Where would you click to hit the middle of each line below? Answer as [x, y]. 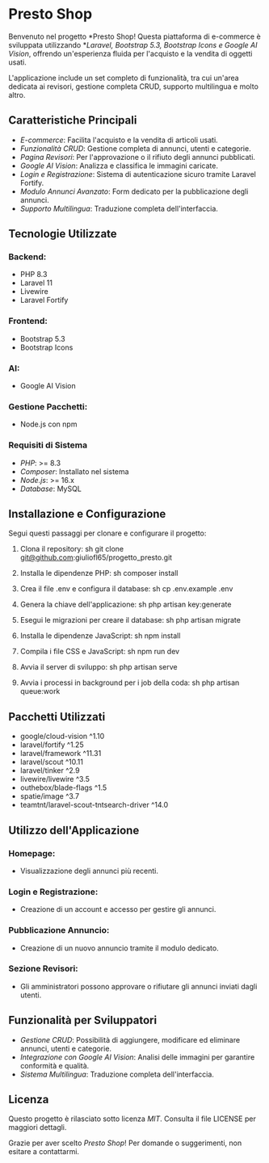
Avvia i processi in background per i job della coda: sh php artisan [130, 682]
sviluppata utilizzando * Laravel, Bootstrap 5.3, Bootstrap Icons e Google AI [133, 44]
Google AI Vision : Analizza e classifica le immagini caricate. [119, 166]
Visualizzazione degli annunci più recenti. [89, 871]
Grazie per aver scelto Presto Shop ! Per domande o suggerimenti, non [125, 1143]
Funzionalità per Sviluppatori [83, 1020]
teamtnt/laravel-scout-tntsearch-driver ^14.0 [94, 805]
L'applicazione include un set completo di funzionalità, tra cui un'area [124, 78]
